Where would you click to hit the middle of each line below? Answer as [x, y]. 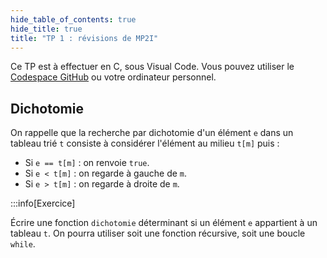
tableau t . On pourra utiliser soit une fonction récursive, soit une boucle [158, 233]
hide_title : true [46, 29]
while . [23, 244]
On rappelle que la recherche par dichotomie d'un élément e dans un [152, 133]
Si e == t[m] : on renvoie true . [87, 163]
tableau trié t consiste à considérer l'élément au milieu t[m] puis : [145, 143]
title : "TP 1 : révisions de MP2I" [84, 38]
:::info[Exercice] [43, 203]
